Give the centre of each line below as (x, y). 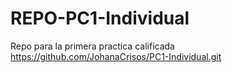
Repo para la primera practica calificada (92, 46)
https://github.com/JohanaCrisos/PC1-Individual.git (116, 56)
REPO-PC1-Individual (100, 18)
